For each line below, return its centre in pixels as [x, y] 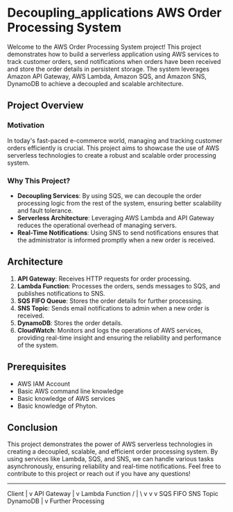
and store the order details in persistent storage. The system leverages [109, 69]
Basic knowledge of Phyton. [57, 406]
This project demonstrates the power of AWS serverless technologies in [110, 444]
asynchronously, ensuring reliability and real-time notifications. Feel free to [114, 466]
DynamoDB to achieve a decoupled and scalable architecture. [95, 83]
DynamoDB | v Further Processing [56, 501]
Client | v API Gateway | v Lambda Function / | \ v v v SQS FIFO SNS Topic [113, 494]
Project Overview [45, 106]
